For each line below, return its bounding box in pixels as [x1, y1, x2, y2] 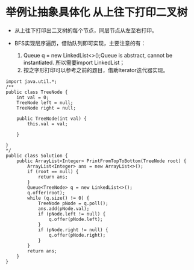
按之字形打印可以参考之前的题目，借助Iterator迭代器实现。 [23, 66, 169, 73]
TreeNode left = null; [16, 99, 74, 106]
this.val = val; [27, 120, 68, 127]
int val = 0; [16, 94, 49, 100]
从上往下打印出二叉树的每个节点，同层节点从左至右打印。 [14, 27, 157, 34]
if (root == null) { [27, 168, 79, 174]
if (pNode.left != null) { [37, 211, 106, 217]
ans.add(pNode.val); [37, 205, 90, 212]
